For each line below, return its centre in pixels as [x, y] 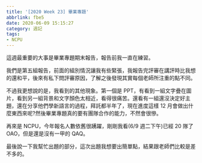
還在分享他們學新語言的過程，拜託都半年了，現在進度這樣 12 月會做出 [103, 106]
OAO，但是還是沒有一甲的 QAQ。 [47, 134]
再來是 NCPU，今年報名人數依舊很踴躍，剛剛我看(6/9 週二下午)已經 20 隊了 [100, 126]
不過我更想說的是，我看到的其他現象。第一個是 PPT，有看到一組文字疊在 [96, 91]
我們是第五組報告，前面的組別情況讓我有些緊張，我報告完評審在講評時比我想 [101, 70]
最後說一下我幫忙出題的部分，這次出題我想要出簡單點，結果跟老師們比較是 [98, 146]
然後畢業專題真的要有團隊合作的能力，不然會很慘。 [99, 113]
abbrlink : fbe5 [25, 17]
